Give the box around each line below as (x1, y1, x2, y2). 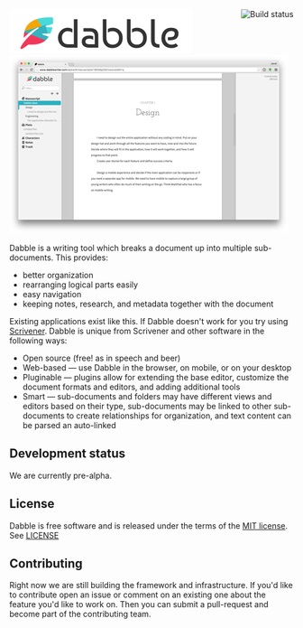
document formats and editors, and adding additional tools (22, 381, 241, 392)
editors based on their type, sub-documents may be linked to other (22, 401, 272, 411)
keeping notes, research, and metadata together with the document (22, 298, 274, 309)
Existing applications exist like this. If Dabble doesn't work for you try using (9, 316, 289, 326)
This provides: (55, 252, 108, 263)
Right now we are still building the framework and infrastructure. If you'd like (9, 580, 293, 591)
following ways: (9, 335, 68, 346)
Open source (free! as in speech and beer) (22, 352, 181, 363)
